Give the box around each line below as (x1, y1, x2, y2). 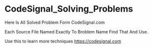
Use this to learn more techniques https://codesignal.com (4, 38, 122, 44)
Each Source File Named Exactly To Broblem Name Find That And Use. (4, 29, 149, 34)
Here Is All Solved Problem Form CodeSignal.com (4, 19, 105, 25)
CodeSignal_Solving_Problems (4, 3, 133, 15)
